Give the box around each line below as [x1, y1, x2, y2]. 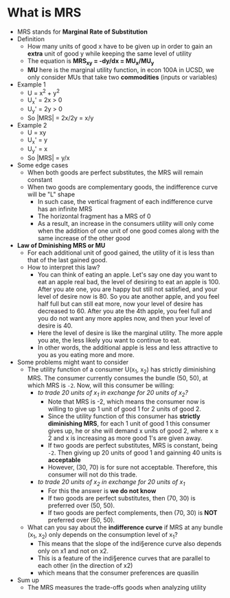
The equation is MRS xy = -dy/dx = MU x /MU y [27, 56, 154, 67]
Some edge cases [16, 161, 69, 169]
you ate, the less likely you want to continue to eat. [37, 336, 181, 344]
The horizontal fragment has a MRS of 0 [37, 211, 151, 220]
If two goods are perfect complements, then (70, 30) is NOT [47, 508, 218, 516]
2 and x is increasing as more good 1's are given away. [47, 434, 203, 442]
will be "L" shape [27, 190, 76, 198]
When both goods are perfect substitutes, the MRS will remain [27, 168, 204, 176]
